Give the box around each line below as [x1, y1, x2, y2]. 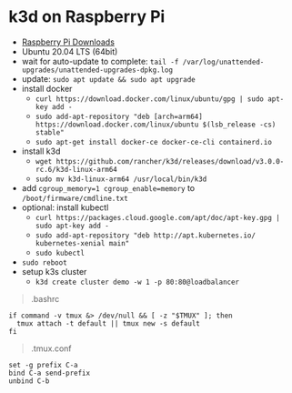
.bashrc [30, 293, 60, 304]
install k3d [21, 146, 61, 156]
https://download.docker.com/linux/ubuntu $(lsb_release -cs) [35, 120, 277, 129]
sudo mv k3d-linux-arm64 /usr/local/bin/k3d [35, 175, 207, 184]
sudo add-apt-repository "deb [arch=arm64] [35, 112, 204, 121]
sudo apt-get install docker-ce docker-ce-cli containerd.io [35, 137, 272, 146]
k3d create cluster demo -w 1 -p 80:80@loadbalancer [35, 277, 240, 287]
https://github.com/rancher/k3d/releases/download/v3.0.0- [55, 156, 285, 166]
